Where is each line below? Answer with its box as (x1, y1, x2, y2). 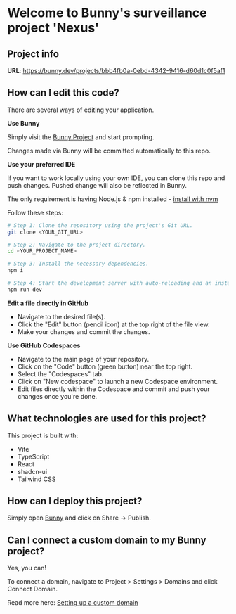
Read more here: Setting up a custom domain (7, 599, 138, 607)
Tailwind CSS (17, 475, 56, 483)
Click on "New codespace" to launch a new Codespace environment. (17, 377, 218, 385)
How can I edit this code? (7, 87, 119, 99)
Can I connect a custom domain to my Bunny (7, 534, 206, 546)
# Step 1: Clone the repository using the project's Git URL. (7, 222, 193, 229)
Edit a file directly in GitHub (7, 299, 89, 307)
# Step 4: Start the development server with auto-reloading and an (7, 280, 212, 287)
